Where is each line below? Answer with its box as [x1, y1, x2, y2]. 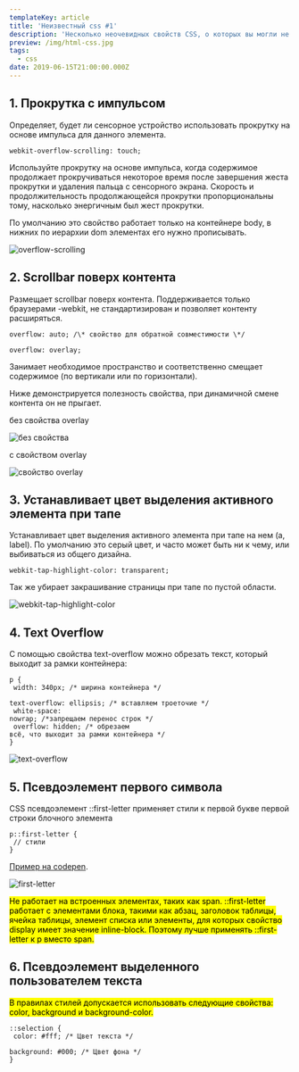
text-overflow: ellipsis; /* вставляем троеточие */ [9, 699, 210, 708]
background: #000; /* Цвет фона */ [9, 1047, 142, 1056]
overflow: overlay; [9, 345, 82, 354]
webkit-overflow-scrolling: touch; [9, 146, 142, 155]
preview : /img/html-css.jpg [9, 37, 114, 47]
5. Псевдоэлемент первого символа [9, 779, 223, 794]
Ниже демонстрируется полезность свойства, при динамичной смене [9, 387, 279, 398]
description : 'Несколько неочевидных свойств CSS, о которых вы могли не [9, 29, 290, 38]
